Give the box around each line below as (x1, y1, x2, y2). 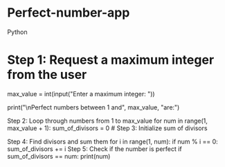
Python (7, 28, 28, 36)
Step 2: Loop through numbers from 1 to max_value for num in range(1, (7, 116, 208, 125)
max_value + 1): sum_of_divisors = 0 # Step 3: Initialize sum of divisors (7, 123, 208, 132)
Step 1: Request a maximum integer (7, 52, 215, 68)
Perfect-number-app (7, 5, 130, 21)
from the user (7, 67, 87, 82)
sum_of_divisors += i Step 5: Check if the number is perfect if (7, 144, 182, 153)
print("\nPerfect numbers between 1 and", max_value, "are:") (7, 103, 180, 112)
